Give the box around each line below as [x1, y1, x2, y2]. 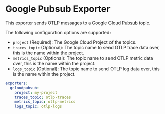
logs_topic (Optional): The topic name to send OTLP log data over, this [12, 66, 160, 72]
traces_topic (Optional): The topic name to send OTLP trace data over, [12, 44, 160, 50]
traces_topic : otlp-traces [14, 95, 71, 100]
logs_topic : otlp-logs [14, 104, 62, 109]
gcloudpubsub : [10, 85, 39, 90]
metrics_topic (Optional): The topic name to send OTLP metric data [12, 55, 153, 61]
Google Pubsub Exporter [5, 3, 111, 15]
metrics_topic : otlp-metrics [14, 99, 76, 104]
